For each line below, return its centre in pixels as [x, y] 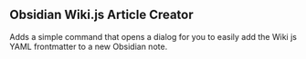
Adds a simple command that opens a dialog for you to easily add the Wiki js [153, 36]
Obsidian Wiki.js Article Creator [101, 15]
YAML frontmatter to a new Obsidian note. [89, 46]
